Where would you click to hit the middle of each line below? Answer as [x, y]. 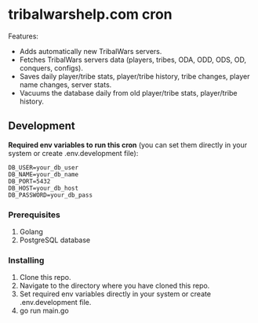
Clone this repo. [45, 278]
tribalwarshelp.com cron [90, 15]
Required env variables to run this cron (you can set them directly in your [128, 145]
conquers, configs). [51, 67]
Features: [24, 36]
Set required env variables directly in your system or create [115, 294]
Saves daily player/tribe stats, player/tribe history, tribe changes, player [134, 76]
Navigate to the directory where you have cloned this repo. [114, 286]
